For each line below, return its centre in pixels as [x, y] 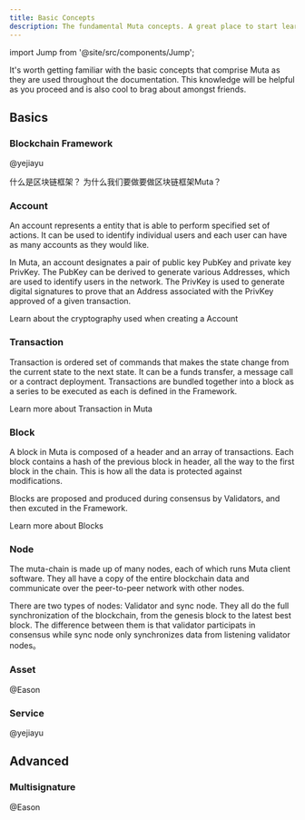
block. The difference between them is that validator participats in [133, 625]
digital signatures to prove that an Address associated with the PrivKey [142, 291]
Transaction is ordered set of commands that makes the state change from [149, 362]
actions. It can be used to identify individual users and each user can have [148, 235]
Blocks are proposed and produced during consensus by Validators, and [145, 499]
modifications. [36, 481]
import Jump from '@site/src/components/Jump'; [102, 52]
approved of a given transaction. [70, 301]
